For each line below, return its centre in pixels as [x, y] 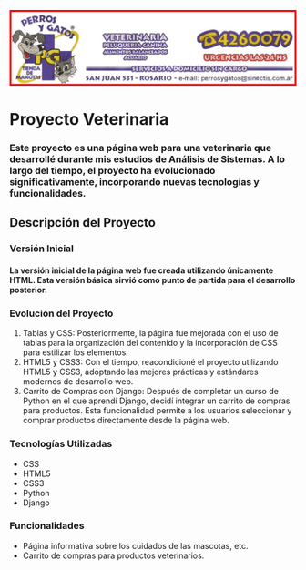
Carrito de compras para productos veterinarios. [113, 555]
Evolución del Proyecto [61, 313]
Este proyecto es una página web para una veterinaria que [140, 148]
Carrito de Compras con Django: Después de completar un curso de [151, 392]
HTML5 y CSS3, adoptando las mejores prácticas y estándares [140, 372]
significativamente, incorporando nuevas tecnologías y [134, 182]
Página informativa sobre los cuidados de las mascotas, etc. [135, 545]
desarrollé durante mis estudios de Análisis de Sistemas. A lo [147, 159]
